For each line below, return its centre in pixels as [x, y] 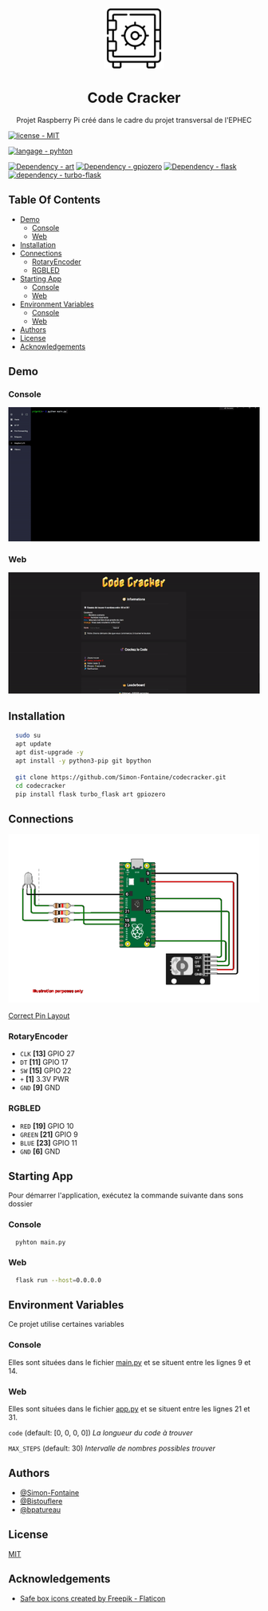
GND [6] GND [40, 1151]
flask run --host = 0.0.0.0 [59, 1280]
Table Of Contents [55, 200]
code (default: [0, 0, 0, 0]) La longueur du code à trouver [100, 1433]
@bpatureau [40, 1510]
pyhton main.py [41, 1242]
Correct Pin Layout [39, 1015]
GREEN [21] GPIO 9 [49, 1134]
